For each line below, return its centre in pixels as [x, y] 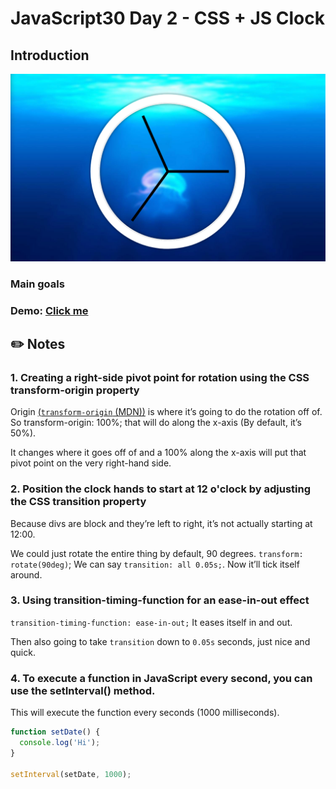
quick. [23, 652]
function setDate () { [55, 732]
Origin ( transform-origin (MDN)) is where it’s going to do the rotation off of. [166, 412]
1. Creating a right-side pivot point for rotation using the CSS [160, 377]
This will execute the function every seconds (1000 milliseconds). [145, 713]
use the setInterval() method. [83, 690]
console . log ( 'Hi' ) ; [60, 743]
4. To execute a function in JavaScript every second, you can [161, 678]
